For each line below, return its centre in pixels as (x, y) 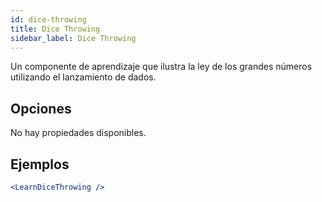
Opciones (41, 108)
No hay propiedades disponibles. (78, 133)
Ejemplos (40, 164)
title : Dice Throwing (55, 29)
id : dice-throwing (48, 19)
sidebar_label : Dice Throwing (73, 38)
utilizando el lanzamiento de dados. (83, 77)
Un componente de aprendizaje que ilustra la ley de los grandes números (161, 67)
